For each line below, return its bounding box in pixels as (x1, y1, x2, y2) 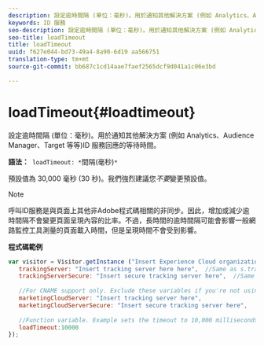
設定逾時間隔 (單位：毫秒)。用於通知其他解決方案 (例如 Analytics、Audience (8, 131, 255, 140)
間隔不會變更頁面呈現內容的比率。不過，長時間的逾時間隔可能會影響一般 (14, 215, 249, 225)
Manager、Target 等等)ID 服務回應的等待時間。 (8, 140, 161, 149)
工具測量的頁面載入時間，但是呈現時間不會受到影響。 (28, 225, 201, 234)
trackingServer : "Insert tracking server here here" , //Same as (18, 265, 237, 273)
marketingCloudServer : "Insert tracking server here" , (18, 294, 202, 303)
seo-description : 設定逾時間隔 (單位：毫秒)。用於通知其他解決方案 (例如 (8, 26, 226, 34)
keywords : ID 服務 (8, 19, 66, 27)
